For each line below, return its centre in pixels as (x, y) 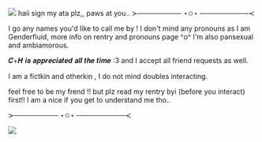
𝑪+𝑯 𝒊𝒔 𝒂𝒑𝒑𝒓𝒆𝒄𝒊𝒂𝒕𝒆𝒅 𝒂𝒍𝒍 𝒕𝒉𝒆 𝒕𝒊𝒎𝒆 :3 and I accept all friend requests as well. (128, 60)
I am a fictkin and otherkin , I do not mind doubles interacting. (108, 76)
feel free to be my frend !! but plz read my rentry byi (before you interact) (127, 92)
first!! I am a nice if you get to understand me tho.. (90, 100)
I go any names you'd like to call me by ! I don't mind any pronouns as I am (129, 28)
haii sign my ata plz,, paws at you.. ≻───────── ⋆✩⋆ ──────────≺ (136, 13)
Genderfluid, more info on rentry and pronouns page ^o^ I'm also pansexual (131, 37)
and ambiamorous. (39, 45)
